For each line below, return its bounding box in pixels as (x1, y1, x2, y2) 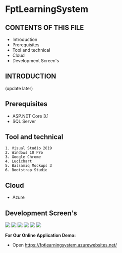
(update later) (5, 85, 33, 91)
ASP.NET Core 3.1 (12, 113, 49, 119)
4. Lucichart (5, 159, 32, 164)
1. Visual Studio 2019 (5, 146, 52, 151)
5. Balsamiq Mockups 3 (5, 163, 52, 168)
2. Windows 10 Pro (5, 150, 43, 155)
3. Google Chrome (5, 154, 41, 160)
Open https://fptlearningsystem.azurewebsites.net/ (12, 242, 118, 248)
